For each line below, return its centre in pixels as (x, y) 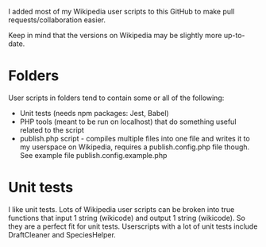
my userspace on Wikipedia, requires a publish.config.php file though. (135, 147)
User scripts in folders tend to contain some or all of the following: (116, 98)
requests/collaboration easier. (57, 20)
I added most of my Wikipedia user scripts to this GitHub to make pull (121, 12)
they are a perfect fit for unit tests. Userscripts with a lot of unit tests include (133, 226)
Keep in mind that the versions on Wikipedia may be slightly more (115, 35)
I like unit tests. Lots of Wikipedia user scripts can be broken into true (121, 209)
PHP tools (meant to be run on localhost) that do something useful (128, 122)
